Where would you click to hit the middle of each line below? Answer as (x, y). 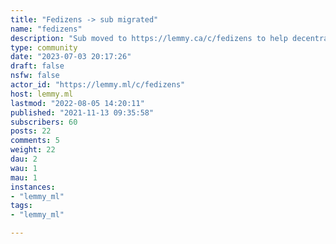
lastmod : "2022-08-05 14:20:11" (77, 103)
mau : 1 (24, 177)
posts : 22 (31, 131)
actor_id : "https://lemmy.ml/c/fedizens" (98, 85)
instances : (33, 187)
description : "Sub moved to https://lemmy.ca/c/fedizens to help (149, 38)
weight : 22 (33, 150)
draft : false (37, 66)
